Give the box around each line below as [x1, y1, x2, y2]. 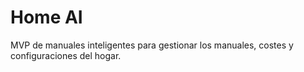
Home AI [10, 6, 83, 29]
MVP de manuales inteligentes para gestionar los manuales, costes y [10, 39, 294, 51]
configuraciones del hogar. [10, 49, 122, 61]
